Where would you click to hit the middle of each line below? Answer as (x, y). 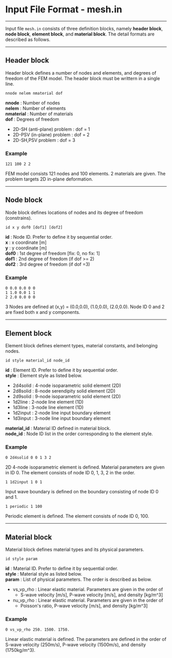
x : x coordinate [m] (26, 242)
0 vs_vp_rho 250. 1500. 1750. (38, 630)
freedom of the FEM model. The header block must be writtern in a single (83, 78)
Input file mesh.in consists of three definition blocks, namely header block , (84, 28)
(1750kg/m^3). (20, 650)
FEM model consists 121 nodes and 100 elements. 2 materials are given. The (85, 174)
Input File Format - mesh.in (64, 10)
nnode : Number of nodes (33, 103)
